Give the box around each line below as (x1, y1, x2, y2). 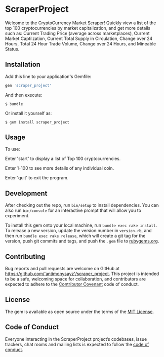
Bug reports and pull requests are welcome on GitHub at (5, 266, 120, 272)
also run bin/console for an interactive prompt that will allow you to (5, 207, 142, 213)
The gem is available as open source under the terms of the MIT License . (5, 309, 154, 315)
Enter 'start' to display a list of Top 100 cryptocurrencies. (5, 156, 121, 161)
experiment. (5, 213, 30, 219)
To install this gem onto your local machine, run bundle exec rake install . (5, 222, 157, 228)
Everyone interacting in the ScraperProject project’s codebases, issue (5, 336, 147, 342)
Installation (5, 60, 41, 69)
